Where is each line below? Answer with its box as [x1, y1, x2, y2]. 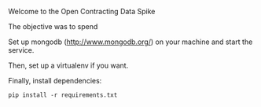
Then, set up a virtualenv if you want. [8, 61, 129, 70]
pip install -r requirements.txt [8, 91, 118, 99]
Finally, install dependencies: [8, 76, 102, 85]
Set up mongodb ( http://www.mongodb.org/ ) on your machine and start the [8, 37, 253, 46]
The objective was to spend [8, 22, 98, 31]
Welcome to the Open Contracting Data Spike [8, 7, 156, 16]
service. [8, 46, 35, 54]
